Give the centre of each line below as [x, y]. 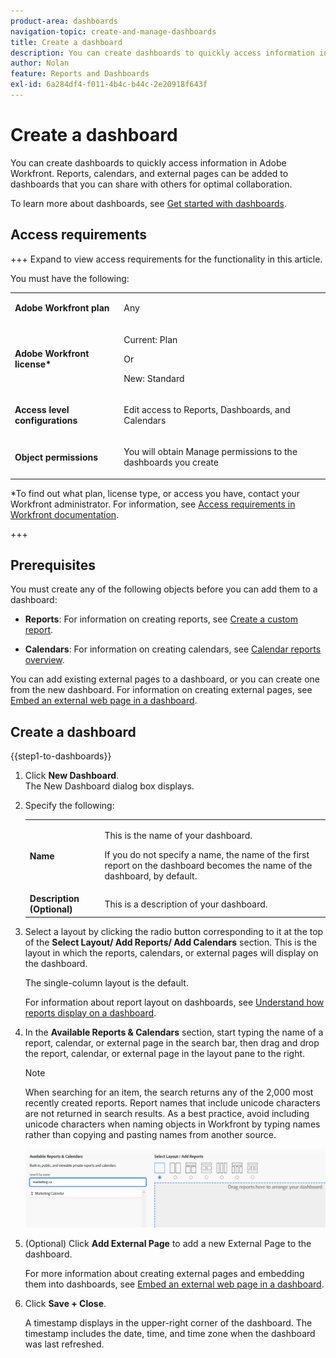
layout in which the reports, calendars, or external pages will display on [171, 952]
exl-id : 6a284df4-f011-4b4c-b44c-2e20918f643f [109, 85]
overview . [44, 660]
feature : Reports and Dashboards [80, 74]
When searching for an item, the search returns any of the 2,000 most [169, 1092]
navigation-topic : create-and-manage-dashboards [113, 31]
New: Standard [154, 378]
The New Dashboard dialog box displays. [109, 786]
